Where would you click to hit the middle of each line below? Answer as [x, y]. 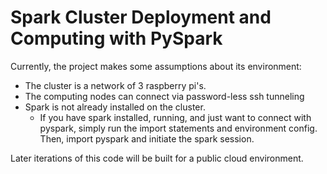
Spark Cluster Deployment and [141, 17]
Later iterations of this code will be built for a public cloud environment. [157, 158]
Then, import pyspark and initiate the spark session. [147, 138]
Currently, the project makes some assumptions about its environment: [156, 66]
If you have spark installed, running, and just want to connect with [175, 117]
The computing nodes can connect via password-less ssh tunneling [164, 96]
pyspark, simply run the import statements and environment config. [178, 128]
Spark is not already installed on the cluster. [115, 107]
